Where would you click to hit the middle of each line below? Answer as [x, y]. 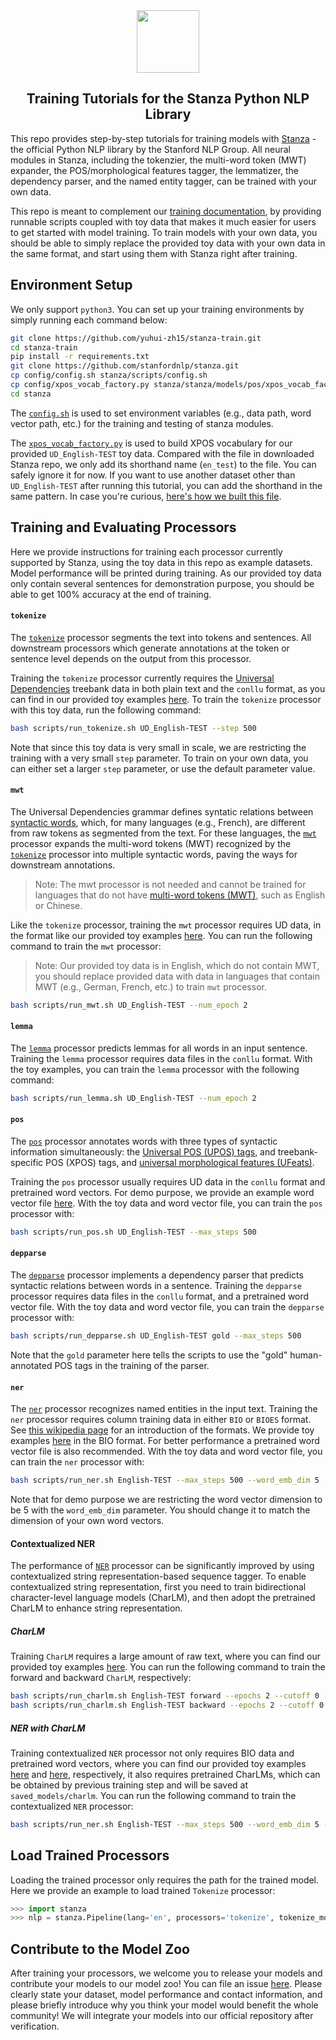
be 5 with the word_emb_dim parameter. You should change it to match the [160, 1510]
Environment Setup [71, 285]
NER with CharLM [48, 1728]
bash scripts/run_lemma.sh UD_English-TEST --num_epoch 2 [133, 1098]
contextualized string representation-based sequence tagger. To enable [158, 1576]
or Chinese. [58, 905]
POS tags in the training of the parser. [132, 1365]
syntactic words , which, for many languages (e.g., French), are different [158, 822]
